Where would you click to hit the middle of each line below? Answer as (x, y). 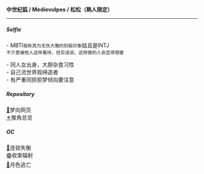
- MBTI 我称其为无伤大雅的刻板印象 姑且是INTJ (58, 45)
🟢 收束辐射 (20, 155)
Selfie (14, 29)
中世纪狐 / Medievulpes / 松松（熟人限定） (60, 9)
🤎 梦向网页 (19, 110)
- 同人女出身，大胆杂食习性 (40, 64)
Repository (21, 94)
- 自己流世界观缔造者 (32, 72)
